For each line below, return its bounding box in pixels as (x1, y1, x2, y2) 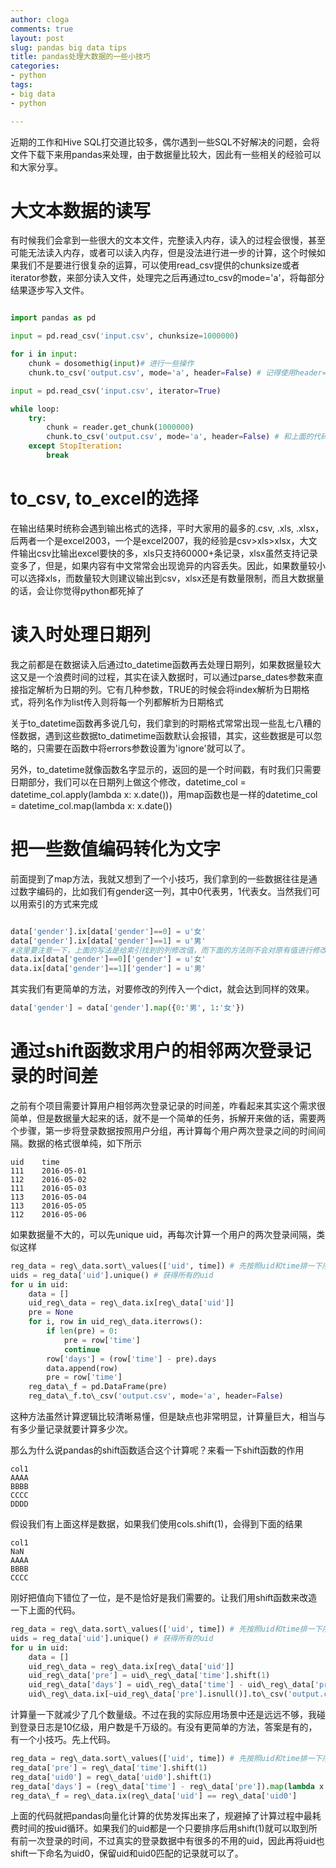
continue (63, 1344, 101, 1355)
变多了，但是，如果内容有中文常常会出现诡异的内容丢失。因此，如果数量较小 (10, 559, 326, 571)
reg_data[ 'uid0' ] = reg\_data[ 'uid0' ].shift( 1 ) (10, 1772, 213, 1782)
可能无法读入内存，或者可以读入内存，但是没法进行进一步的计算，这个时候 (10, 247, 317, 259)
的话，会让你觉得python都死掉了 (10, 584, 145, 596)
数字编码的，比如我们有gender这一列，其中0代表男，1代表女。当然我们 (18, 885, 312, 897)
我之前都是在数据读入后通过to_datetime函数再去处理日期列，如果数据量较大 (10, 658, 322, 670)
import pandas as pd (10, 313, 97, 323)
